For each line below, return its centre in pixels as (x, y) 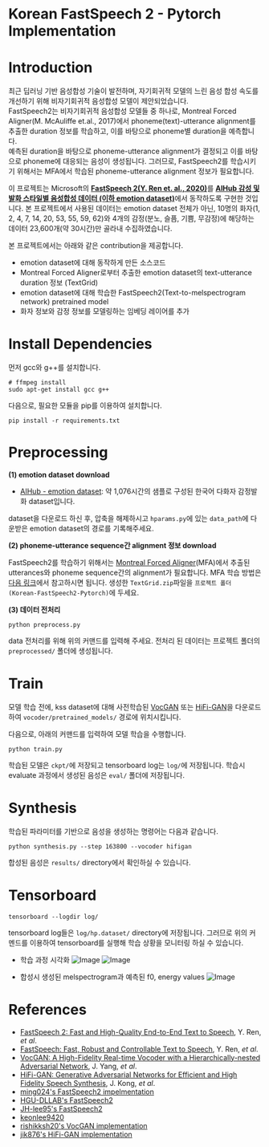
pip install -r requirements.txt (64, 421)
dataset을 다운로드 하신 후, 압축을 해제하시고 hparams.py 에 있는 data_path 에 (128, 518)
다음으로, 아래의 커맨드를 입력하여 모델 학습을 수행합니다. (97, 734)
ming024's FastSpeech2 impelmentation (87, 1092)
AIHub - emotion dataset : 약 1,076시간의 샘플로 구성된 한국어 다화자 (128, 491)
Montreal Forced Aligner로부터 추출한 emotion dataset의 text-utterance (136, 273)
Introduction (51, 68)
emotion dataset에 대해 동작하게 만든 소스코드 (93, 262)
